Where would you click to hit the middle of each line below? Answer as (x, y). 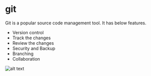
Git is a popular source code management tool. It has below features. (76, 23)
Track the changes (32, 38)
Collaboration (26, 59)
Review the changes (33, 43)
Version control (28, 32)
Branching (23, 54)
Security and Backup (34, 48)
